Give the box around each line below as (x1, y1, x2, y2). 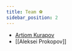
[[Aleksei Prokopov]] (15, 38, 67, 45)
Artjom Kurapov (15, 31, 54, 38)
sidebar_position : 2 (6, 15, 59, 21)
